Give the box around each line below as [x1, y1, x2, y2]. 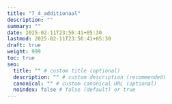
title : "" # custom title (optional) [13, 67, 121, 74]
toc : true [7, 55, 35, 62]
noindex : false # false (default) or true [13, 86, 136, 93]
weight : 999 [7, 49, 41, 55]
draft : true [7, 42, 41, 49]
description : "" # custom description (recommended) [13, 73, 167, 81]
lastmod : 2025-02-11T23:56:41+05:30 [7, 36, 111, 42]
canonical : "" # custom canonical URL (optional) [13, 80, 157, 87]
